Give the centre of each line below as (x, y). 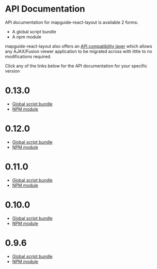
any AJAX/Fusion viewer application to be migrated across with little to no (79, 51)
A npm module (27, 37)
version (13, 71)
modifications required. (28, 56)
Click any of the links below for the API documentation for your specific (76, 66)
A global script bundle (34, 31)
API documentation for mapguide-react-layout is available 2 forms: (72, 22)
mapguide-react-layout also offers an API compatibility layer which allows (79, 46)
